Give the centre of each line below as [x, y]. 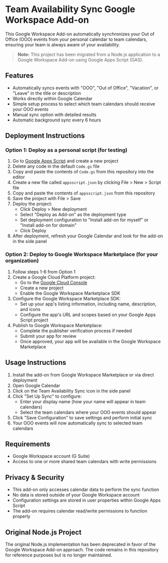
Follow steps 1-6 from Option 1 [44, 272]
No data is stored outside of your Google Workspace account [76, 495]
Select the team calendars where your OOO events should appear [88, 412]
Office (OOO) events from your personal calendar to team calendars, [76, 39]
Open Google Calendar [36, 385]
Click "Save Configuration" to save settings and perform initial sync [82, 417]
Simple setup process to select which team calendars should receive [84, 104]
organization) [22, 261]
